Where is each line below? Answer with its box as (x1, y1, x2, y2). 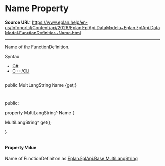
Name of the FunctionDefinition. (5, 44, 70, 50)
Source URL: (5, 19, 31, 25)
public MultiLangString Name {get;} (5, 82, 77, 88)
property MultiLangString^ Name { (5, 109, 75, 116)
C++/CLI (12, 68, 30, 74)
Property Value (5, 144, 37, 150)
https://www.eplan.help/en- (31, 19, 88, 25)
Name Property (5, 3, 69, 14)
